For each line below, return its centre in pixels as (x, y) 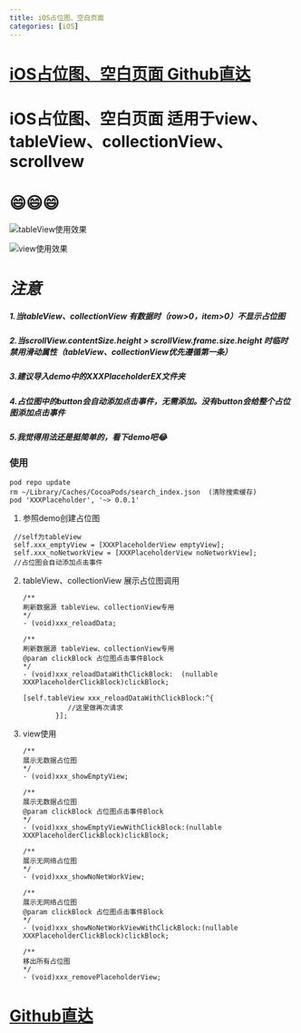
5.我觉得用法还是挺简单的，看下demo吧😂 (88, 438)
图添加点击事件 (37, 412)
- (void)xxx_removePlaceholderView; (92, 977)
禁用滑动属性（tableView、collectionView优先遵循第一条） (121, 351)
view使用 (39, 733)
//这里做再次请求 (96, 708)
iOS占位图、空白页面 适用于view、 (138, 118)
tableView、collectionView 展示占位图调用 (101, 580)
